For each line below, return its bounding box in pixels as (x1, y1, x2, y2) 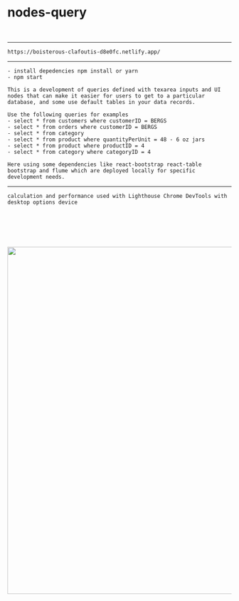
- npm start (7, 73, 43, 80)
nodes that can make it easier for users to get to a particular (7, 92, 205, 100)
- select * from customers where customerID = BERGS (7, 117, 167, 125)
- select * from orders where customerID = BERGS (7, 123, 158, 130)
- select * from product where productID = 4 (7, 142, 144, 150)
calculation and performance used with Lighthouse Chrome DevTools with (7, 192, 228, 199)
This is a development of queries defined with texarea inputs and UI (7, 86, 221, 93)
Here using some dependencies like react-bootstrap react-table (7, 161, 202, 168)
